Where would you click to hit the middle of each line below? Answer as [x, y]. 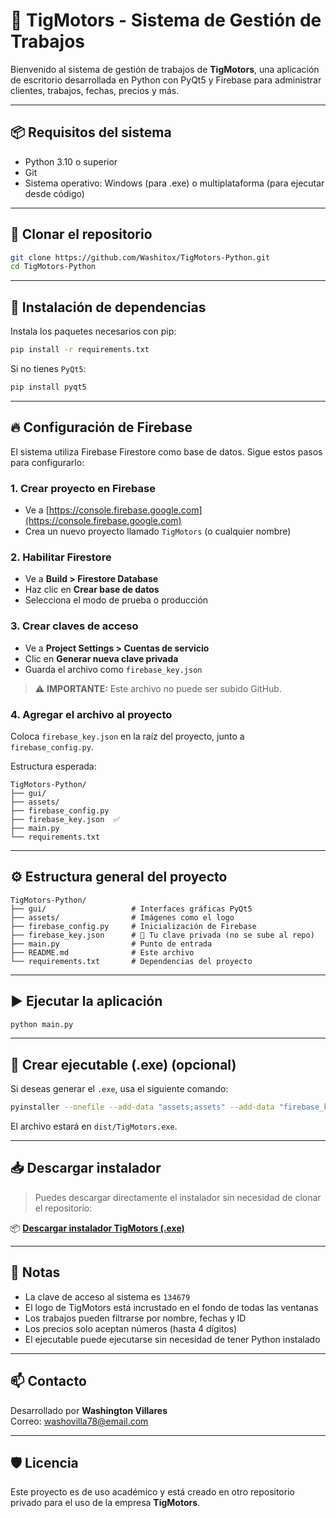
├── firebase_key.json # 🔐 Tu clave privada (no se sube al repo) [162, 935]
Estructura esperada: [53, 766]
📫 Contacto [48, 1381]
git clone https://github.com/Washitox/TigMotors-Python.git [140, 257]
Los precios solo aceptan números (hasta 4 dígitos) [131, 1328]
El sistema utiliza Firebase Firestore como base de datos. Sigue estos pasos [166, 451]
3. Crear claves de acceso [74, 626]
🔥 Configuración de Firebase [101, 427]
